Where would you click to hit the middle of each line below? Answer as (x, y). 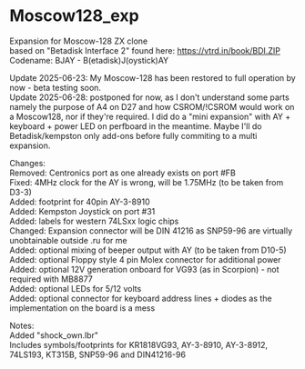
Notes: (22, 325)
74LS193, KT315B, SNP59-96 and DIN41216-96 (98, 354)
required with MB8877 (51, 279)
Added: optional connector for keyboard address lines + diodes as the (141, 298)
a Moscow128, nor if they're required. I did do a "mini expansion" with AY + (150, 116)
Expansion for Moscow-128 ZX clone (79, 41)
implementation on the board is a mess (82, 308)
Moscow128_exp (74, 16)
